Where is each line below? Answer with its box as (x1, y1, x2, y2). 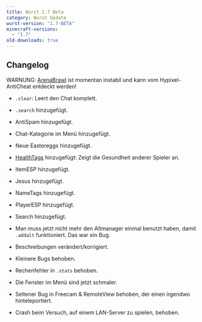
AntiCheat (6, 82, 32, 90)
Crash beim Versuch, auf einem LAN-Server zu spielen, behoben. (15, 309, 179, 316)
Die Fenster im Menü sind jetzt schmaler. (15, 279, 117, 286)
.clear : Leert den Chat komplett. (15, 94, 97, 101)
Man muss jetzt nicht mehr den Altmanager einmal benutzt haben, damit (15, 224, 197, 232)
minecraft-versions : (6, 26, 59, 32)
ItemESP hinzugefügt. (15, 166, 70, 173)
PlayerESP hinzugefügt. (15, 201, 75, 208)
